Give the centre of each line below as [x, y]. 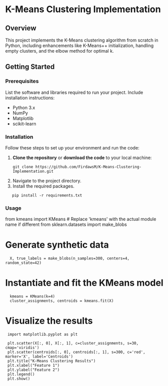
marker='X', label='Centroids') [39, 357]
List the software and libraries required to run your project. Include [74, 92]
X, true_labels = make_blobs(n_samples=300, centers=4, [70, 259]
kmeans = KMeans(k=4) [33, 297]
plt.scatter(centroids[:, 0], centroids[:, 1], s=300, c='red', [76, 352]
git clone [23, 167]
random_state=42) [23, 263]
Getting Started [30, 67]
